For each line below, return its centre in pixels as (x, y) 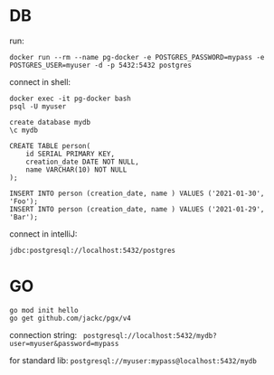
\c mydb (24, 130)
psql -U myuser (38, 106)
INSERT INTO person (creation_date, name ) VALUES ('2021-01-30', (137, 193)
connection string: (43, 334)
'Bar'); (24, 217)
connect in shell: (40, 81)
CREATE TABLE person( (50, 145)
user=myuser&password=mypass (64, 343)
